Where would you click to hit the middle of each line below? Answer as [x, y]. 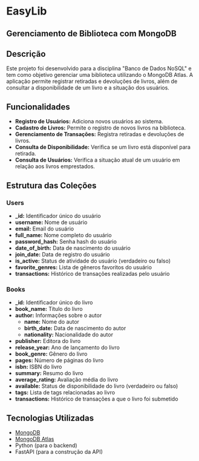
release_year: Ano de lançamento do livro [67, 348]
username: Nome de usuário [51, 222]
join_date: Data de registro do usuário [62, 254]
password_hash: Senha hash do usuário [66, 241]
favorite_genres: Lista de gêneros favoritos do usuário [83, 267]
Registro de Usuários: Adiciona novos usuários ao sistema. [89, 122]
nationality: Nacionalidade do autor [69, 335]
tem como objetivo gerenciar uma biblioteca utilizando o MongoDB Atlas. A [100, 75]
